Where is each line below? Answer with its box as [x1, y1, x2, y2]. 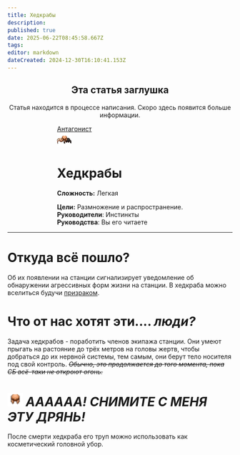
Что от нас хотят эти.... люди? [7, 313, 196, 329]
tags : [7, 41, 24, 49]
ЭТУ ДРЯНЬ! [7, 409, 86, 425]
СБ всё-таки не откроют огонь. [7, 367, 104, 376]
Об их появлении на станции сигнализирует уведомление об [7, 273, 194, 281]
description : [7, 19, 46, 26]
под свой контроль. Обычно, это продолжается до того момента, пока [7, 359, 225, 368]
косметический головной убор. [7, 440, 104, 449]
